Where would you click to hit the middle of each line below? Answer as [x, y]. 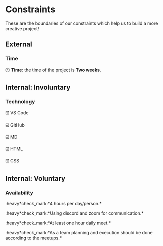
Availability [19, 193]
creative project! [22, 28]
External [19, 44]
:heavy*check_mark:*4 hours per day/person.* [53, 204]
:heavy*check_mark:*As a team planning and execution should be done [79, 233]
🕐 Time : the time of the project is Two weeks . [53, 70]
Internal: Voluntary [35, 178]
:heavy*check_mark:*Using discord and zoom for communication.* [74, 213]
